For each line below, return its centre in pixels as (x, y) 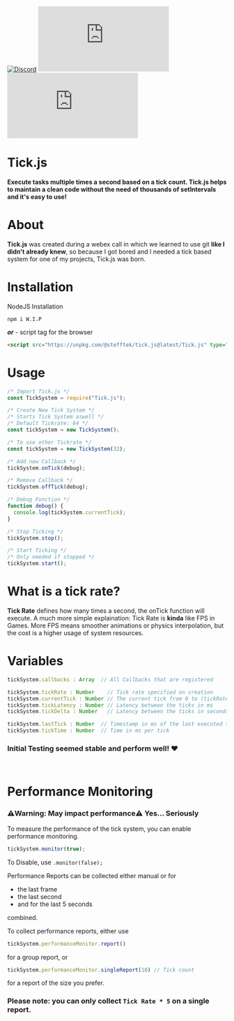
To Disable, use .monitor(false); (55, 862)
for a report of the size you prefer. (56, 983)
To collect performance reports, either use (68, 931)
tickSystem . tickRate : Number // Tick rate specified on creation (110, 692)
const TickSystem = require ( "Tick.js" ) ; (67, 398)
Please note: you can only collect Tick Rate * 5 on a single (109, 1001)
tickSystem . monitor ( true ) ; (46, 849)
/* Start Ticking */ (37, 551)
